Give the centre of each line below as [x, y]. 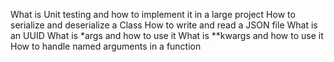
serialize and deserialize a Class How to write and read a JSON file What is [164, 25]
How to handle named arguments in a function [106, 46]
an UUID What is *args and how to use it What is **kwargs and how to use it [167, 35]
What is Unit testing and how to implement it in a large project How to [153, 14]
